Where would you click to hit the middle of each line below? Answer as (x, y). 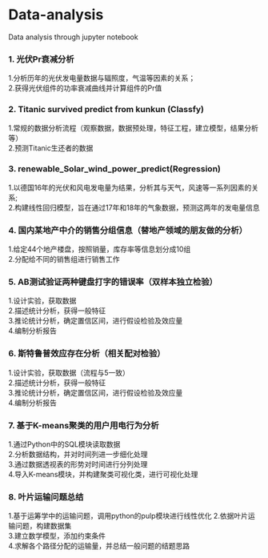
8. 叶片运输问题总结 (46, 496)
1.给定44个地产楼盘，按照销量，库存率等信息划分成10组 (100, 249)
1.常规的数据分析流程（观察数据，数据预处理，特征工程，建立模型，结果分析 (133, 128)
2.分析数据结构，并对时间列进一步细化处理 (78, 455)
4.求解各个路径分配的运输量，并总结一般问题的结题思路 (99, 546)
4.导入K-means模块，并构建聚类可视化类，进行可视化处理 (103, 475)
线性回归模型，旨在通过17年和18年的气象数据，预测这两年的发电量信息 (144, 207)
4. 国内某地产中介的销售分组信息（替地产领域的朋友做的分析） (128, 230)
